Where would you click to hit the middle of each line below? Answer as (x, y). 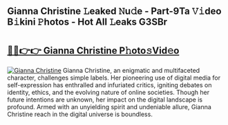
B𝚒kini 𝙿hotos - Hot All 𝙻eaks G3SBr (87, 22)
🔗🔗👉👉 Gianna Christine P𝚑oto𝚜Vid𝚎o (93, 50)
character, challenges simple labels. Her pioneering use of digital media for (114, 78)
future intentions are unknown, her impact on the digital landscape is (105, 100)
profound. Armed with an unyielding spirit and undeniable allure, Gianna (110, 107)
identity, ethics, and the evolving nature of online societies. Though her (108, 92)
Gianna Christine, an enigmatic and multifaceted (132, 70)
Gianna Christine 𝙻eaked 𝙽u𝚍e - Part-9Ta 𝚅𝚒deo (114, 11)
